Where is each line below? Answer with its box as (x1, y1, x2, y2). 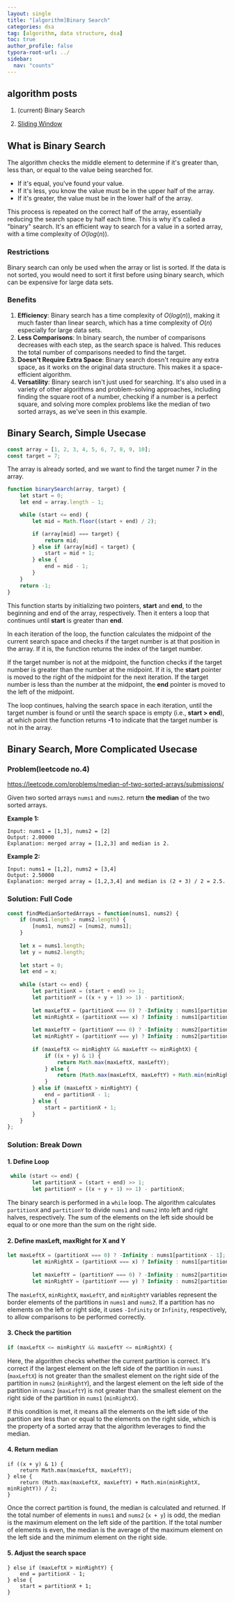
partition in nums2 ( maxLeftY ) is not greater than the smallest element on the (7, 1386, 221, 1394)
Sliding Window (17, 120, 63, 128)
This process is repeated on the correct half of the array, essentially (7, 208, 202, 216)
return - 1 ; (19, 582, 52, 589)
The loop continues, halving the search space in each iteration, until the (7, 701, 212, 709)
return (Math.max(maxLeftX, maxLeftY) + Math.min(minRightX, (19, 1479, 201, 1486)
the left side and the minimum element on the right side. (7, 1533, 168, 1541)
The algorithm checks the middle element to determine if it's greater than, (7, 158, 219, 167)
